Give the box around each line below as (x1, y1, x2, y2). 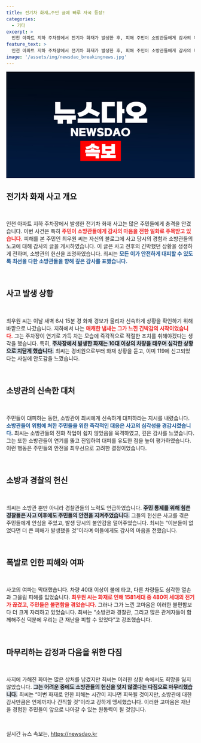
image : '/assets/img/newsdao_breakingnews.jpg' (6, 54, 127, 60)
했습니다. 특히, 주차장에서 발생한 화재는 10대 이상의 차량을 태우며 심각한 (17, 339, 182, 347)
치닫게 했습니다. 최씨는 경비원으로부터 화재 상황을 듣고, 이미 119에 (17, 347, 170, 354)
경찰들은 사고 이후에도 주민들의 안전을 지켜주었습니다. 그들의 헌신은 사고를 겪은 (6, 511, 189, 519)
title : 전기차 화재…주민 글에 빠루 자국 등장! (6, 10, 106, 16)
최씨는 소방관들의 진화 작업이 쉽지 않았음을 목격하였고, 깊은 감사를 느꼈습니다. (14, 429, 194, 437)
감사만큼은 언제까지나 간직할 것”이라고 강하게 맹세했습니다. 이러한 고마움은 (6, 699, 179, 706)
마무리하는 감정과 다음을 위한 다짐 (6, 647, 123, 657)
